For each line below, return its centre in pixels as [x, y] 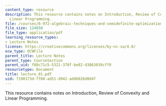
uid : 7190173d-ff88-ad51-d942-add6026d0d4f [51, 79]
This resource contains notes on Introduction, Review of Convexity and [77, 93]
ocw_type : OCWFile [24, 51]
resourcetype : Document [30, 70]
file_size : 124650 [24, 28]
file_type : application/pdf [34, 33]
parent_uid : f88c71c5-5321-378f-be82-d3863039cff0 [58, 65]
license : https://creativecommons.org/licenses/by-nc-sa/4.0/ [70, 47]
